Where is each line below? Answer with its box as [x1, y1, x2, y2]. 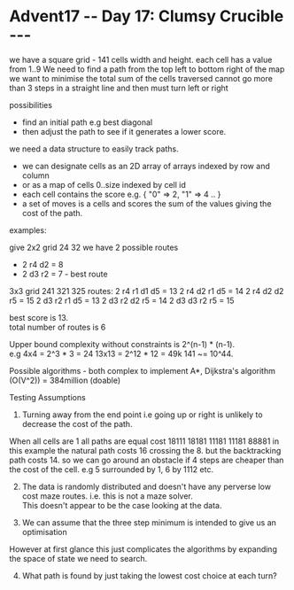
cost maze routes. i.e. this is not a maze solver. [21, 490, 193, 501]
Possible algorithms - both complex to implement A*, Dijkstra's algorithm [9, 365, 276, 376]
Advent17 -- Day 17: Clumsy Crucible [9, 6, 284, 27]
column [21, 170, 50, 181]
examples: [9, 224, 47, 236]
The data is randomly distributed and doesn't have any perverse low [21, 481, 272, 492]
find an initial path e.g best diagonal [21, 117, 153, 128]
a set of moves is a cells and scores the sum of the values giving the [21, 198, 272, 209]
